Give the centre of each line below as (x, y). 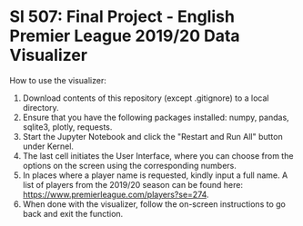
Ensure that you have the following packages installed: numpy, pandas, (156, 117)
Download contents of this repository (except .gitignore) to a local (146, 98)
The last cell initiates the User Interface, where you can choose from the (158, 155)
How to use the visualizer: (58, 80)
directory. (40, 107)
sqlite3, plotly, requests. (67, 127)
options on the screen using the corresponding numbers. (129, 165)
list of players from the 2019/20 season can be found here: (133, 184)
